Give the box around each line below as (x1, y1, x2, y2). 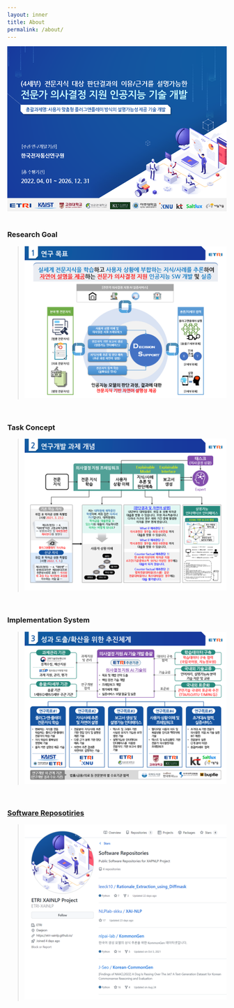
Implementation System (7, 615, 91, 625)
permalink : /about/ (7, 26, 64, 33)
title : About (7, 18, 45, 26)
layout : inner (7, 11, 49, 18)
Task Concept (7, 423, 56, 432)
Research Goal (7, 230, 58, 240)
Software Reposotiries (7, 808, 85, 817)
